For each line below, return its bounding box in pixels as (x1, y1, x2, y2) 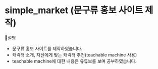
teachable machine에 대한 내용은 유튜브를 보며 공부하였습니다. (12, 58, 137, 64)
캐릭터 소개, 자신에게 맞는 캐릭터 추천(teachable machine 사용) (12, 51, 137, 58)
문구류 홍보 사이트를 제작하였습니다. (12, 45, 83, 51)
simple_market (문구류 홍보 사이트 (5, 5, 143, 16)
